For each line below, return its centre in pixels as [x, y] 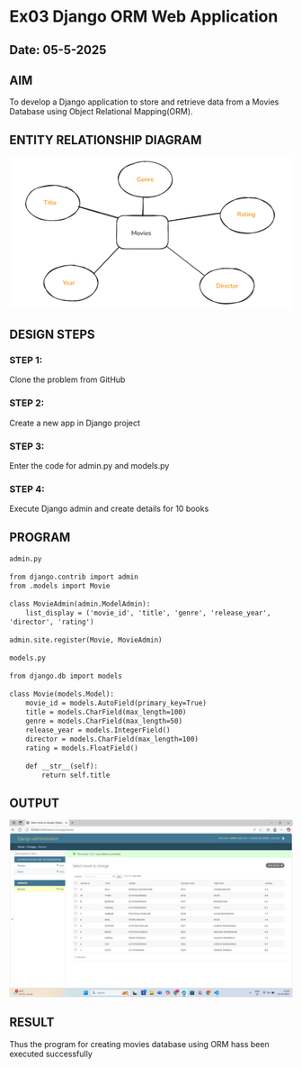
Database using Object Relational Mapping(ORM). [101, 112]
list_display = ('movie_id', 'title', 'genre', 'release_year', [148, 613]
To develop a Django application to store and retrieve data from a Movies [144, 102]
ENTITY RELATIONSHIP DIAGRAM [106, 140]
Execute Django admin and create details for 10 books [109, 509]
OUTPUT [35, 803]
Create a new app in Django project [75, 423]
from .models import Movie [60, 586]
